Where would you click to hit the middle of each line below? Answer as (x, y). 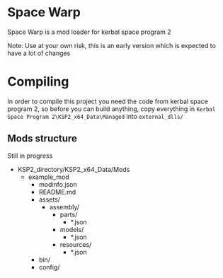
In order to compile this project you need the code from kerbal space (108, 101)
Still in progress (30, 156)
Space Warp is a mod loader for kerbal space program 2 (89, 32)
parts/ (69, 214)
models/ (72, 229)
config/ (49, 267)
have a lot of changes (39, 53)
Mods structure (42, 139)
